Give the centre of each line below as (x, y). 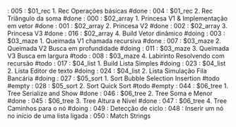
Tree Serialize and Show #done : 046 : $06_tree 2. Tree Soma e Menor (110, 93)
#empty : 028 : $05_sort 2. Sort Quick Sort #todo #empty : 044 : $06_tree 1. (118, 86)
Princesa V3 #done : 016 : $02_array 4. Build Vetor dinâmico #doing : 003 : (116, 33)
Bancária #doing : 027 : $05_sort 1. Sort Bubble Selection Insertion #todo (114, 78)
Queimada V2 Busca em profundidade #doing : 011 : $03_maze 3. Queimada (118, 48)
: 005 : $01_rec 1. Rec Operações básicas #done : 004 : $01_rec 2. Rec (110, 11)
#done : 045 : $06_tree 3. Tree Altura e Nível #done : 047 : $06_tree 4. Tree (117, 101)
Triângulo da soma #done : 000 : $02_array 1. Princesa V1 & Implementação (118, 18)
